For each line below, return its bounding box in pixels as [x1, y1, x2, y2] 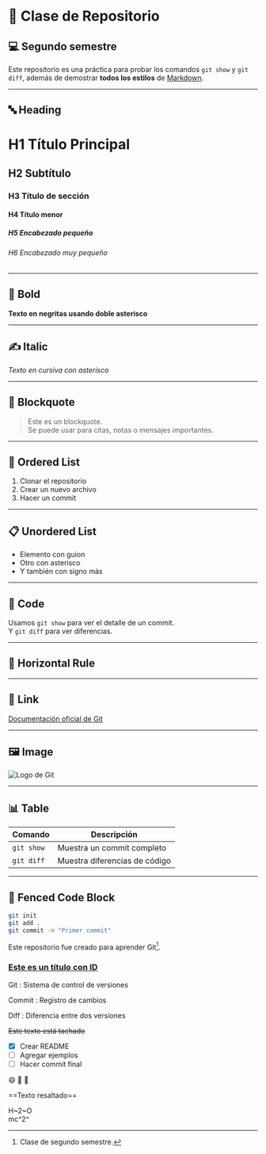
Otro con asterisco [19, 558, 81, 567]
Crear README [19, 1041, 70, 1051]
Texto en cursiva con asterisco [8, 365, 109, 375]
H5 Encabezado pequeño [8, 228, 93, 238]
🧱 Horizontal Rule [8, 657, 95, 671]
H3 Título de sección [8, 190, 89, 201]
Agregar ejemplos [19, 1050, 78, 1060]
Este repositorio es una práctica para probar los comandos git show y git [8, 65, 249, 74]
